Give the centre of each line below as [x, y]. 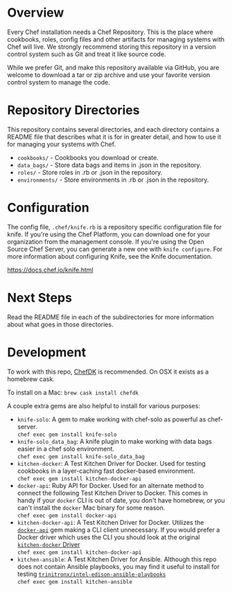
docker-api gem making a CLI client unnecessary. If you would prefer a [118, 530]
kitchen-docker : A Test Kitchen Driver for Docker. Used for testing [111, 463]
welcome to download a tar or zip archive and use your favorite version [109, 75]
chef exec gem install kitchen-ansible [75, 582]
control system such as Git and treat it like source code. [87, 54]
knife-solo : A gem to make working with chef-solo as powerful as [111, 419]
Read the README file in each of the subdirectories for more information [110, 317]
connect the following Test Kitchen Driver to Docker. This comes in [113, 493]
